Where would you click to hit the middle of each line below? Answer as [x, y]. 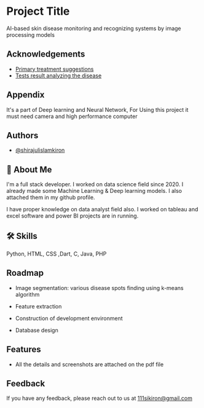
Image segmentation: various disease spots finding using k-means [99, 288]
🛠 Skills [22, 236]
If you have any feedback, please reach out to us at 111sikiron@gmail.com [99, 398]
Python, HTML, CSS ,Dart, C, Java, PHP [57, 254]
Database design [37, 330]
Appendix [25, 95]
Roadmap [25, 273]
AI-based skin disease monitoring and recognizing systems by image [94, 28]
